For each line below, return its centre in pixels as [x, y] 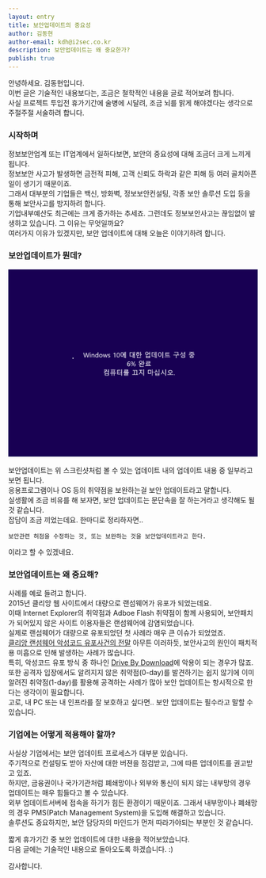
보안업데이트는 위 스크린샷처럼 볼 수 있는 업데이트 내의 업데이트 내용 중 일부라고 [131, 470]
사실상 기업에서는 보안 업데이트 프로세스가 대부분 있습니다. [98, 754]
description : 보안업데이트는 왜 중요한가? [69, 50]
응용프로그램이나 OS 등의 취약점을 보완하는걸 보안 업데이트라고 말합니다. [120, 490]
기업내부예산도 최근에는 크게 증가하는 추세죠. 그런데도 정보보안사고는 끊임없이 [128, 213]
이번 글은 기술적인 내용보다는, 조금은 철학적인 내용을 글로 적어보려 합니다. [121, 93]
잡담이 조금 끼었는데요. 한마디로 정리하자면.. [76, 520]
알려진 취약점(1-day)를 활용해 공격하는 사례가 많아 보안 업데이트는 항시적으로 [127, 682]
